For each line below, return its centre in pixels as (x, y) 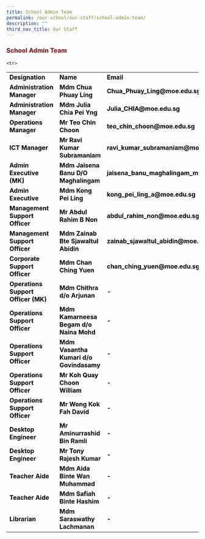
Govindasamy (80, 365)
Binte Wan (75, 476)
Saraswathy (77, 519)
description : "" (27, 23)
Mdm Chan (76, 262)
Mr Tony (72, 451)
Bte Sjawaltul (79, 241)
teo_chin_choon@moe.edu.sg (151, 126)
